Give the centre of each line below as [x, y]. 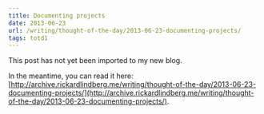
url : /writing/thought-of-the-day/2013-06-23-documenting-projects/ [125, 30]
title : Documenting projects [57, 16]
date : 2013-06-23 [37, 23]
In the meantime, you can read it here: [71, 76]
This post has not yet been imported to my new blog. [95, 61]
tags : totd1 [28, 38]
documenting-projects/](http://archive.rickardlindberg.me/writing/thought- [131, 93]
